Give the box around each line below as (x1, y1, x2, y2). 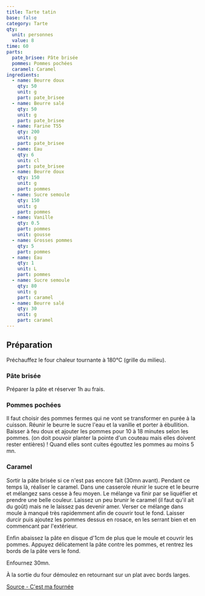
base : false (6, 15, 37, 21)
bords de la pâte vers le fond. (6, 547, 81, 554)
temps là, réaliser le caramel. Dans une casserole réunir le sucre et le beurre (6, 483, 199, 490)
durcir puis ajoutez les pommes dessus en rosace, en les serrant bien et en (6, 516, 196, 523)
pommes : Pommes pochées (12, 60, 72, 66)
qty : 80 (17, 283, 37, 289)
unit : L (17, 266, 37, 272)
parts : (6, 49, 23, 55)
